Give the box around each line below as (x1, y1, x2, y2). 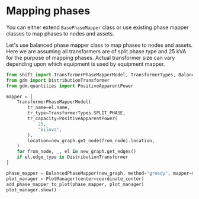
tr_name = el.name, (27, 105, 70, 111)
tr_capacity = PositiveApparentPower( (27, 115, 118, 122)
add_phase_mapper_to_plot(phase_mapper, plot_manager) (6, 181, 145, 187)
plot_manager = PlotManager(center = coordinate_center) (6, 176, 145, 182)
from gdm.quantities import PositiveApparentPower (6, 83, 134, 89)
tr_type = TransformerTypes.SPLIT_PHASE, (27, 110, 126, 116)
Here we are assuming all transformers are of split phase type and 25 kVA (6, 47, 187, 54)
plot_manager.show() (6, 187, 57, 193)
